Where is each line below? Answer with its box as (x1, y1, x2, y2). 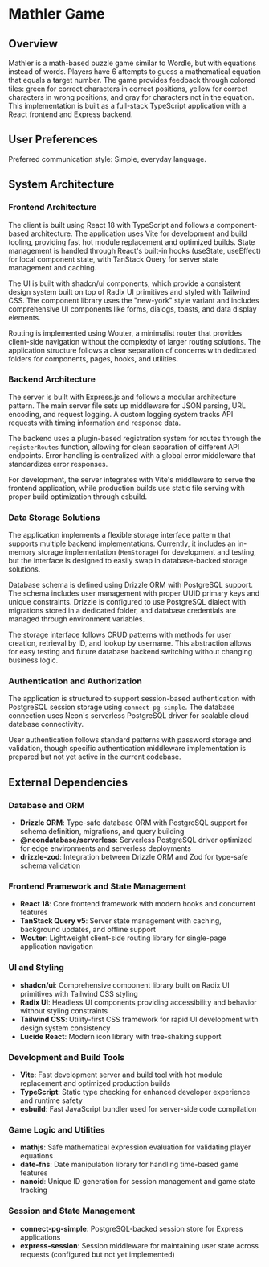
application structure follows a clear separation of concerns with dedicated (8, 345, 257, 355)
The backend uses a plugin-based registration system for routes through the (8, 433, 262, 443)
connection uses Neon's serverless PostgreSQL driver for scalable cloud (8, 711, 249, 720)
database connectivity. (8, 720, 84, 729)
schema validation (19, 860, 81, 870)
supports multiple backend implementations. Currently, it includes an (8, 539, 236, 548)
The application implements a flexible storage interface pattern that (8, 530, 231, 540)
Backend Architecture (8, 373, 96, 385)
